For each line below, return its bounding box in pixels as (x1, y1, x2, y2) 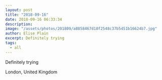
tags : (5, 41, 17, 46)
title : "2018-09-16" (5, 12, 49, 17)
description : (5, 21, 33, 27)
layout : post (5, 7, 33, 13)
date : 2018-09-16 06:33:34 (5, 17, 62, 22)
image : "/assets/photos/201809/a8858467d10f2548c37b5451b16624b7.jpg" (5, 26, 157, 31)
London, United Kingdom (5, 69, 58, 75)
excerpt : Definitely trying (5, 36, 65, 41)
